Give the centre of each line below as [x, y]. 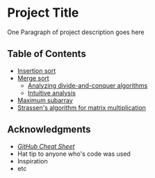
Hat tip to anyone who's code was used [74, 154]
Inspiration [32, 161]
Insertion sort [36, 70]
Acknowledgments [49, 130]
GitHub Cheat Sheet [46, 146]
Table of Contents [47, 54]
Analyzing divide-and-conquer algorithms [88, 86]
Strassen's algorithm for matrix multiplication [81, 107]
